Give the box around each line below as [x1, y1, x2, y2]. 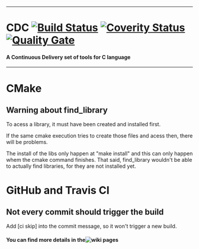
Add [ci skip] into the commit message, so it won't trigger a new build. [6, 223, 177, 230]
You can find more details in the [6, 236, 86, 243]
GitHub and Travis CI [6, 183, 110, 197]
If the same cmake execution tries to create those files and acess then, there [6, 132, 193, 139]
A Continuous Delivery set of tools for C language [6, 53, 131, 60]
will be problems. [6, 139, 49, 146]
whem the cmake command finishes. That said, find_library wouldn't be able [6, 157, 192, 164]
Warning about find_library [6, 105, 108, 115]
